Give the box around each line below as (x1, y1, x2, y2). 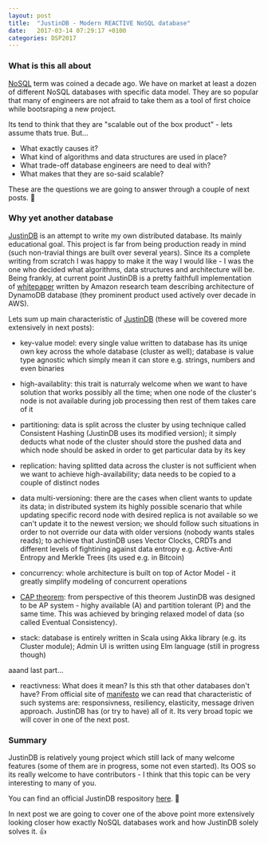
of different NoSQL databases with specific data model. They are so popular (8, 87, 259, 97)
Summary (8, 734, 48, 746)
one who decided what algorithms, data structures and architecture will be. (8, 264, 255, 274)
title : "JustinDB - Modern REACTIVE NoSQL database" (8, 19, 191, 27)
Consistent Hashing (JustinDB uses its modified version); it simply (19, 428, 237, 437)
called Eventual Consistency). (19, 617, 118, 627)
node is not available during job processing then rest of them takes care (19, 396, 257, 406)
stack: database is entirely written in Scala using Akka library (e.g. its (19, 632, 246, 643)
